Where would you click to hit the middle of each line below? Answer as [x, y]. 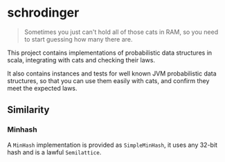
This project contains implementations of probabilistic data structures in [110, 53]
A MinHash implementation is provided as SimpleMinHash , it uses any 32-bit [112, 145]
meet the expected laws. [42, 88]
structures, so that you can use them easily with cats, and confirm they [108, 80]
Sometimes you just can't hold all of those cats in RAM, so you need [121, 32]
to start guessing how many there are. [78, 39]
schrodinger [43, 13]
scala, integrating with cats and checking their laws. [81, 60]
